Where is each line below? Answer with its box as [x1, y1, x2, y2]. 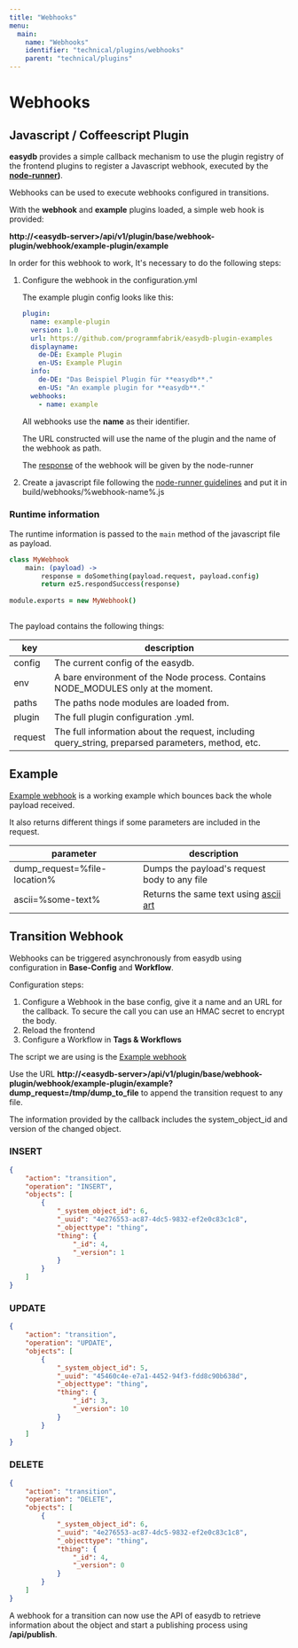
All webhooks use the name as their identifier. [21, 416, 191, 427]
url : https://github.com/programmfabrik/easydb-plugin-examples [30, 334, 273, 342]
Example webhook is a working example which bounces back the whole [9, 790, 272, 801]
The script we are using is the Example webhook [9, 1051, 187, 1062]
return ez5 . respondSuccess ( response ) [41, 580, 180, 589]
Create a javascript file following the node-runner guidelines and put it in [21, 476, 287, 488]
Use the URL [9, 1068, 56, 1079]
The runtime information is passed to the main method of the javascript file [9, 529, 281, 539]
